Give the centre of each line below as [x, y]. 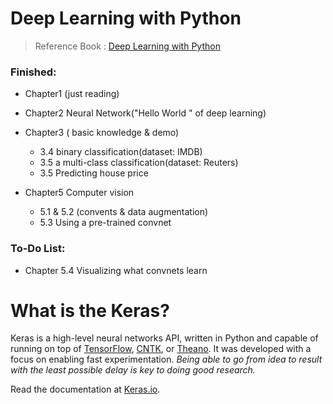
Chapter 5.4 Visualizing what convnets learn [116, 270]
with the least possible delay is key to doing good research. [133, 370]
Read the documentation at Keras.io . [85, 389]
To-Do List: [38, 249]
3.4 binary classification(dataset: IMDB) [121, 152]
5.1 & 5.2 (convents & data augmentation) [124, 212]
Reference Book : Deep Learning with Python [127, 46]
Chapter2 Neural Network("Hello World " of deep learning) [145, 113]
